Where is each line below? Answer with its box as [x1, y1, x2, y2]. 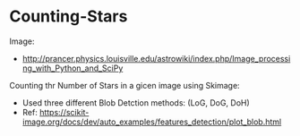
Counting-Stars [9, 6, 128, 27]
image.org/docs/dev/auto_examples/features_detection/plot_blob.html [21, 116, 282, 127]
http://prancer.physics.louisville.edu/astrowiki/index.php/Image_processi [21, 53, 291, 64]
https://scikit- [39, 106, 90, 117]
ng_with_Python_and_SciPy [21, 63, 124, 73]
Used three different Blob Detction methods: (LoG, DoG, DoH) [21, 97, 251, 108]
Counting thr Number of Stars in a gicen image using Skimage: [9, 80, 240, 90]
